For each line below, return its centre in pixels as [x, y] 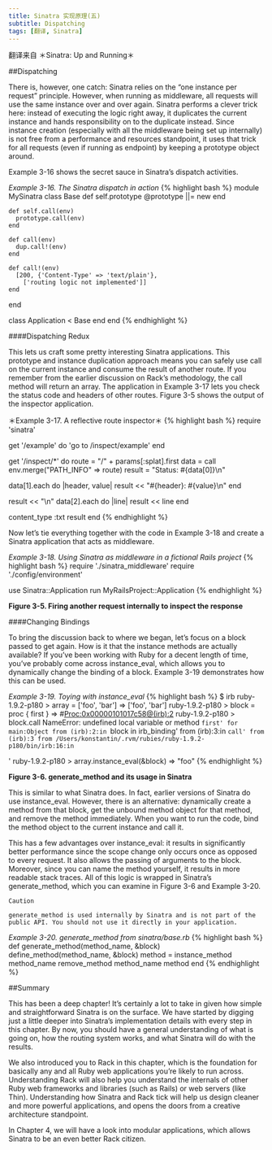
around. [22, 156]
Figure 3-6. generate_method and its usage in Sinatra [100, 777]
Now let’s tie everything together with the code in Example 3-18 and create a [136, 533]
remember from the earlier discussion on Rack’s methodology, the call [125, 378]
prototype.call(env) [50, 219]
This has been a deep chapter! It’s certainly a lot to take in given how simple [135, 1004]
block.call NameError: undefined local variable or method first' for [123, 723]
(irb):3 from [30, 739]
